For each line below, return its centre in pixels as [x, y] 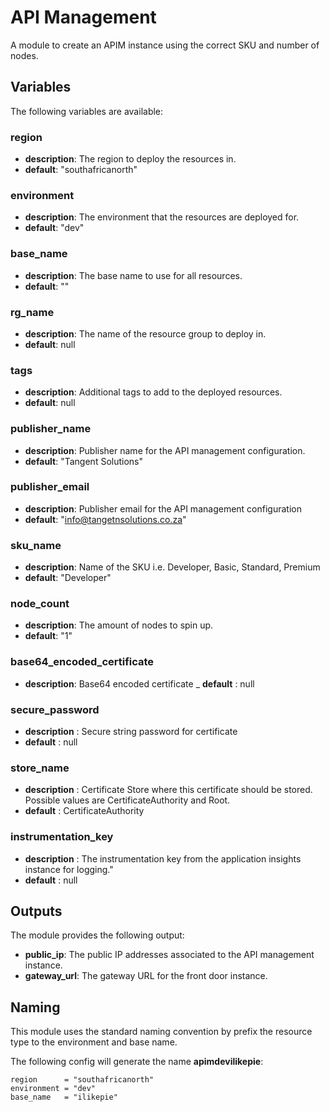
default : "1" [48, 636]
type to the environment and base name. [94, 1042]
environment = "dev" [53, 1089]
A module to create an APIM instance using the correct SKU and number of [165, 45]
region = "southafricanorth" [82, 1080]
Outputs [36, 911]
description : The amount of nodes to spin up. [119, 625]
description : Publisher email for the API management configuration [163, 508]
